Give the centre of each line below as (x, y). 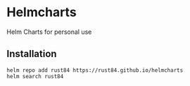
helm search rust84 (35, 76)
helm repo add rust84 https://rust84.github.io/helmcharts (95, 70)
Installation (32, 54)
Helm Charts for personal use (49, 32)
